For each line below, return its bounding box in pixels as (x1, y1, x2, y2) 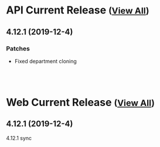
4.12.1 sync (6, 134, 32, 141)
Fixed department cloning (14, 57, 77, 64)
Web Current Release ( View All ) (6, 96, 155, 109)
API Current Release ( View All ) (6, 4, 149, 17)
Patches (6, 45, 30, 53)
